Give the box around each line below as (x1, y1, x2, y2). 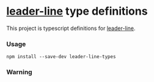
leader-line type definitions (6, 4, 148, 18)
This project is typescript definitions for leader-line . (6, 24, 136, 32)
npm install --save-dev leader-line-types (6, 54, 116, 60)
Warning (6, 68, 32, 76)
